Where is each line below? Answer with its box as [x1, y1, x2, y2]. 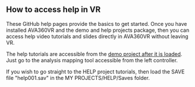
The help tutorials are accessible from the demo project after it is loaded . [6, 50, 183, 58]
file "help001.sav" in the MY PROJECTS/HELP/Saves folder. [6, 74, 150, 81]
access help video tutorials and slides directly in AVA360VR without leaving [6, 32, 189, 40]
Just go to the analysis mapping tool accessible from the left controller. [6, 56, 178, 63]
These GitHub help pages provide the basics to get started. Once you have [6, 20, 187, 27]
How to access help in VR [6, 5, 101, 15]
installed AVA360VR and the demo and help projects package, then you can [6, 26, 190, 34]
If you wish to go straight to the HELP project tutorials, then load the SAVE [6, 68, 185, 75]
